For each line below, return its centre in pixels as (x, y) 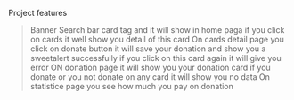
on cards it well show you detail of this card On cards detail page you (157, 39)
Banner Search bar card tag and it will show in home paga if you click (157, 30)
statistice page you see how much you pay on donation (131, 86)
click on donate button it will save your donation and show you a (148, 49)
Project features (38, 13)
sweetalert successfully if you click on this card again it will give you (155, 58)
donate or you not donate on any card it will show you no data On (150, 77)
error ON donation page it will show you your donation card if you (150, 67)
